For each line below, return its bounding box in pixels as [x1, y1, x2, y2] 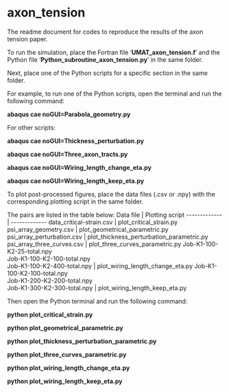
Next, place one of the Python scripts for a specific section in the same [7, 69, 208, 77]
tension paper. [7, 34, 48, 43]
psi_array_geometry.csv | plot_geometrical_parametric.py [7, 225, 169, 233]
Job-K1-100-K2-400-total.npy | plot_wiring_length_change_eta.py [7, 261, 193, 270]
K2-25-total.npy [7, 247, 53, 255]
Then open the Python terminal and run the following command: [7, 297, 188, 305]
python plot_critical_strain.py [7, 310, 93, 318]
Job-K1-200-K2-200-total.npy [7, 276, 93, 285]
